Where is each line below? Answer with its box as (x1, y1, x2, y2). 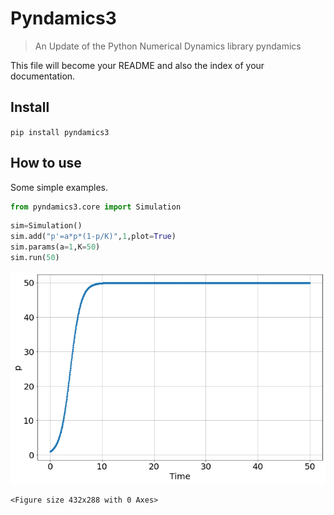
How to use (10, 155, 82, 172)
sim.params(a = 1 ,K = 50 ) (10, 242, 101, 252)
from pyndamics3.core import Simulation (10, 202, 182, 212)
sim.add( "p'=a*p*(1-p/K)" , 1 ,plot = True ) (10, 232, 177, 242)
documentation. (10, 70, 76, 82)
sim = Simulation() (10, 221, 83, 231)
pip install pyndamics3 (10, 127, 110, 137)
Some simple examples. (10, 181, 109, 193)
